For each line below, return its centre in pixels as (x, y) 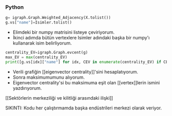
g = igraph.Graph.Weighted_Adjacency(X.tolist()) (58, 18)
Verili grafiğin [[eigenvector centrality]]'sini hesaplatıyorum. (75, 72)
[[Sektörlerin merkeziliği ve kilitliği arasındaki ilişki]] (59, 98)
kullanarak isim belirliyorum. (42, 43)
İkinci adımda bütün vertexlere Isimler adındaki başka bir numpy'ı (81, 38)
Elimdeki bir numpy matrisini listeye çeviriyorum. (63, 32)
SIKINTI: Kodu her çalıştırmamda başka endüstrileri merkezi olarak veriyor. (84, 108)
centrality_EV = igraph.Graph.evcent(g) (47, 53)
